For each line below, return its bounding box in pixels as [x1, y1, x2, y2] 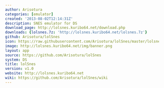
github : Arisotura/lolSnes [5, 35, 60, 40]
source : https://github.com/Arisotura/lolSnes [5, 52, 102, 58]
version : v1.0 [5, 66, 34, 71]
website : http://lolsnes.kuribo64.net [5, 71, 84, 76]
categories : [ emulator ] [5, 12, 54, 17]
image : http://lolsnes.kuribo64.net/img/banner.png [5, 44, 112, 48]
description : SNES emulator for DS [5, 21, 78, 26]
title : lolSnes [5, 62, 36, 66]
